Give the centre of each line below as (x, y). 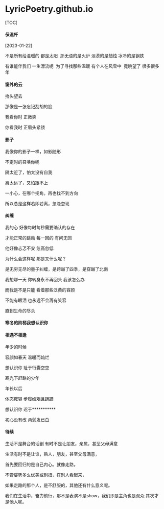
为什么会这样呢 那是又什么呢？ (36, 259)
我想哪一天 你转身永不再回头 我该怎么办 (45, 279)
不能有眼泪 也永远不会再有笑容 (36, 300)
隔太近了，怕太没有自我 (29, 172)
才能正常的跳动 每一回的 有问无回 (38, 238)
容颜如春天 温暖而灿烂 (27, 357)
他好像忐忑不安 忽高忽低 (29, 248)
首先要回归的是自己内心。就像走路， (42, 464)
